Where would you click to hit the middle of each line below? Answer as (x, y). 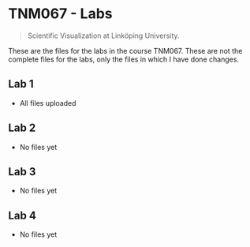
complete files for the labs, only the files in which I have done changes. (123, 59)
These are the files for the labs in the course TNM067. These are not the (125, 51)
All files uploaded (48, 103)
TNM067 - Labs (60, 14)
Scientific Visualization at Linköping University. (103, 36)
